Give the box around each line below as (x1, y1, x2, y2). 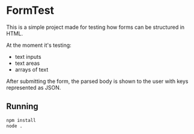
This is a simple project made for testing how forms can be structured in (6, 23, 185, 31)
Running (6, 102, 39, 112)
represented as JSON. (6, 84, 61, 91)
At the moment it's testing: (6, 41, 72, 49)
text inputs (14, 53, 41, 60)
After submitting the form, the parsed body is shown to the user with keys (6, 78, 189, 85)
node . (6, 123, 23, 129)
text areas (14, 59, 40, 67)
